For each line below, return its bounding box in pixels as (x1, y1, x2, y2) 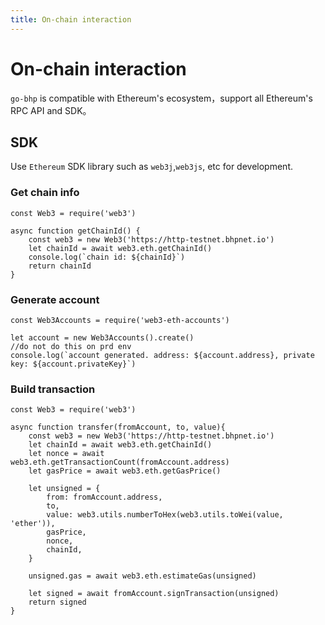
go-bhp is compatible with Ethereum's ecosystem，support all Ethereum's (10, 92, 313, 104)
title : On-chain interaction (10, 14, 132, 25)
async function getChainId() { (10, 226, 141, 236)
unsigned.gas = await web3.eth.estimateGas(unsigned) (28, 571, 257, 581)
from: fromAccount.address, (46, 492, 163, 503)
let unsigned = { (28, 484, 101, 494)
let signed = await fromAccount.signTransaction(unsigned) (28, 589, 280, 599)
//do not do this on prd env (10, 341, 132, 351)
